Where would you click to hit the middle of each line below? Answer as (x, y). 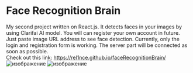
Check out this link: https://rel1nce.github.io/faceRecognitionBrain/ (86, 57)
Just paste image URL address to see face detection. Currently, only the (93, 39)
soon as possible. (27, 51)
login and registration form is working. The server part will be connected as (97, 45)
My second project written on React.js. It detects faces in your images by (94, 27)
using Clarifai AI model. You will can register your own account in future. (93, 32)
